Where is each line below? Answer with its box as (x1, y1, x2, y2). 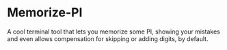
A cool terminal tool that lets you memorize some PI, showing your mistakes (7, 27, 220, 36)
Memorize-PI (7, 5, 83, 21)
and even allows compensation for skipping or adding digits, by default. (7, 34, 209, 42)
